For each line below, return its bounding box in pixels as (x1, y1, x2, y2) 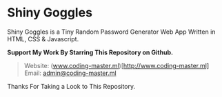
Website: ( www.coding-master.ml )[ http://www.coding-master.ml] (23, 61, 209, 69)
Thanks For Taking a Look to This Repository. (7, 82, 136, 90)
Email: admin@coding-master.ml (23, 69, 117, 77)
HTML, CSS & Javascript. (7, 34, 79, 43)
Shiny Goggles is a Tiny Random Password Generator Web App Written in (7, 28, 216, 36)
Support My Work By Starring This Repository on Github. (7, 48, 174, 56)
